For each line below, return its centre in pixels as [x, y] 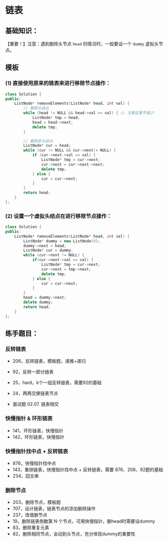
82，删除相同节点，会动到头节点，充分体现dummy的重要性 [74, 534]
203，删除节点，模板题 [37, 502]
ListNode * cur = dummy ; [48, 250]
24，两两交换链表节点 [35, 394]
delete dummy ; [38, 302]
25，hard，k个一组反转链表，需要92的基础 [57, 382]
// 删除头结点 [36, 108]
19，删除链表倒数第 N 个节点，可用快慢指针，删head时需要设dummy [84, 521]
